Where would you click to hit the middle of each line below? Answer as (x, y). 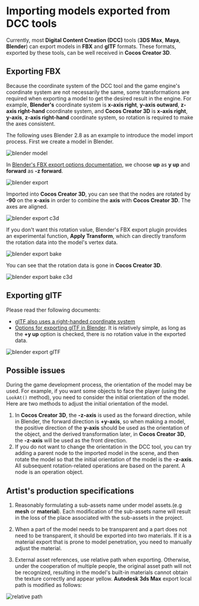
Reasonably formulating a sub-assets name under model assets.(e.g (98, 505)
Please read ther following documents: (53, 310)
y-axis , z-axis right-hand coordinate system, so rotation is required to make (100, 117)
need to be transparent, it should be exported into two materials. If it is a (103, 536)
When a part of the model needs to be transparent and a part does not (101, 529)
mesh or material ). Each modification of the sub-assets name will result (103, 511)
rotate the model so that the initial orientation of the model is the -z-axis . (104, 460)
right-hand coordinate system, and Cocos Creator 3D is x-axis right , (103, 111)
